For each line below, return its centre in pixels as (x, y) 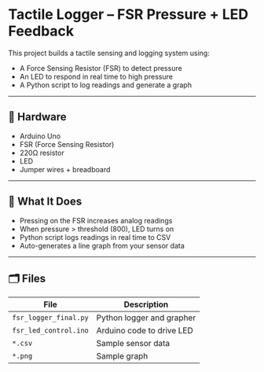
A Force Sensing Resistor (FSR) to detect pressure (101, 68)
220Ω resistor (42, 153)
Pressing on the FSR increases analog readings (96, 220)
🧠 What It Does (45, 202)
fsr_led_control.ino (50, 331)
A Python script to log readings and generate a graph (106, 85)
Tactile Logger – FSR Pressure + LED (128, 15)
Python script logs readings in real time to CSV (95, 237)
